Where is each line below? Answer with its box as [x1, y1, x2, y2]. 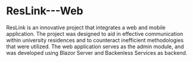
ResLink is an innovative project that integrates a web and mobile [6, 24, 166, 31]
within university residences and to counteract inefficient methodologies [6, 36, 184, 44]
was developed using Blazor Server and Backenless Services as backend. [6, 49, 188, 56]
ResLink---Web [6, 4, 83, 18]
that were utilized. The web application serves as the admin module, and [6, 43, 184, 50]
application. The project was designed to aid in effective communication [6, 30, 183, 37]
